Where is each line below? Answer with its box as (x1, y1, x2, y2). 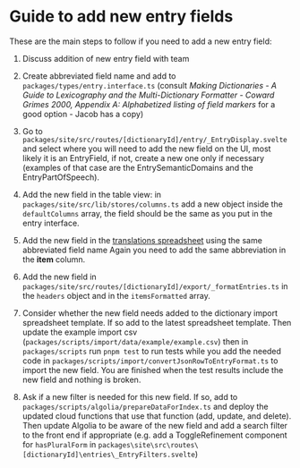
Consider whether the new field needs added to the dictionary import (21, 307, 279, 319)
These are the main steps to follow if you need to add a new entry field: (9, 36, 272, 47)
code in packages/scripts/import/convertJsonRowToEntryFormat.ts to (21, 355, 279, 366)
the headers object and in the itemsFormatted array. (21, 290, 210, 301)
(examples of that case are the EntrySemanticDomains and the (21, 162, 253, 173)
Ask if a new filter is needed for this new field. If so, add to (21, 391, 238, 402)
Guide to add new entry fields (9, 6, 234, 27)
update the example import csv (21, 327, 138, 337)
